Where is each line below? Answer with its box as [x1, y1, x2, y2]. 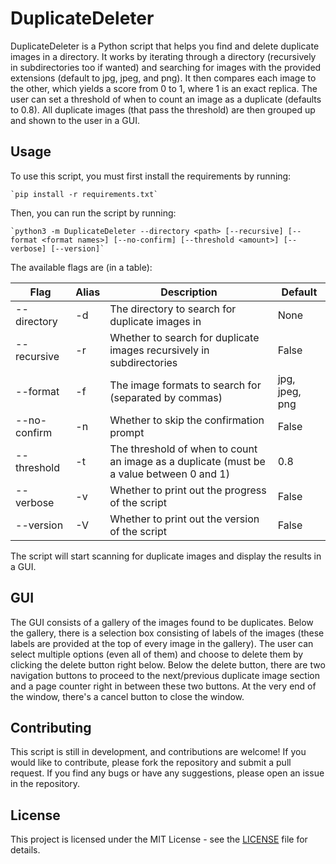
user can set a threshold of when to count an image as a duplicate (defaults [10, 93, 322, 105]
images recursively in [109, 343, 210, 357]
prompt [109, 425, 145, 439]
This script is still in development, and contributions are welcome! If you [10, 746, 307, 758]
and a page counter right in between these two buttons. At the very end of [10, 680, 317, 692]
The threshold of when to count [109, 442, 258, 456]
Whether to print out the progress [109, 483, 267, 497]
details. [10, 844, 41, 856]
